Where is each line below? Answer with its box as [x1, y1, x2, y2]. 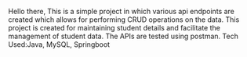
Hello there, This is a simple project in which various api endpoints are [8, 7, 235, 16]
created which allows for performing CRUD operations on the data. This [8, 15, 240, 24]
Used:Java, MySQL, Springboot [8, 40, 111, 49]
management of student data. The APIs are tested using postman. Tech [8, 31, 239, 41]
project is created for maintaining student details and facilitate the [8, 23, 221, 32]
